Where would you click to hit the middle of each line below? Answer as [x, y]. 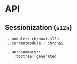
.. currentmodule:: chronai [34, 43]
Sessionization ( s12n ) [39, 27]
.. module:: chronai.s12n [32, 39]
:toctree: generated [35, 56]
